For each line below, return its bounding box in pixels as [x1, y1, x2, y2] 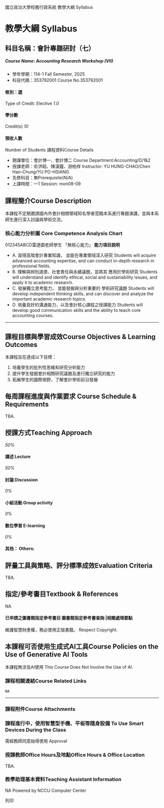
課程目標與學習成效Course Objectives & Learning [5, 332, 156, 341]
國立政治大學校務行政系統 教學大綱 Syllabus [5, 4, 93, 10]
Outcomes [5, 340, 38, 349]
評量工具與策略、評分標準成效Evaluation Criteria [5, 561, 153, 569]
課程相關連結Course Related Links [5, 677, 87, 684]
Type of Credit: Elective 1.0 [5, 100, 59, 106]
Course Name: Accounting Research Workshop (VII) [5, 58, 114, 64]
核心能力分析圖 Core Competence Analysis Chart [5, 230, 123, 237]
